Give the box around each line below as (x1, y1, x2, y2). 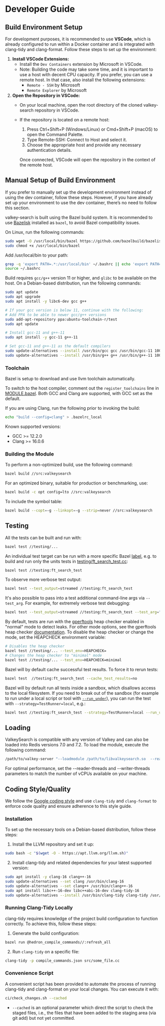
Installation (5, 815, 33, 822)
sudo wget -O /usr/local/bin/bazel (5, 238, 78, 244)
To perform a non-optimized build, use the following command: (5, 462, 133, 468)
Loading (5, 723, 31, 732)
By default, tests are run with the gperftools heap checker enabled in (5, 619, 144, 625)
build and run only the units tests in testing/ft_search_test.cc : (5, 558, 128, 564)
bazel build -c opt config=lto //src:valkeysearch (5, 490, 111, 495)
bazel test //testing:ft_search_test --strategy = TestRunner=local (5, 710, 144, 715)
